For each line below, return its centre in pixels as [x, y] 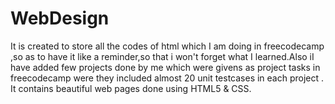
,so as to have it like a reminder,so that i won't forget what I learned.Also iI [162, 56]
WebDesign [60, 18]
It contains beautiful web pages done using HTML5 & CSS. [131, 88]
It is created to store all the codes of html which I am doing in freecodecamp [167, 46]
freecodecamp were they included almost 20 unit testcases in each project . [167, 78]
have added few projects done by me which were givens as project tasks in [165, 67]
